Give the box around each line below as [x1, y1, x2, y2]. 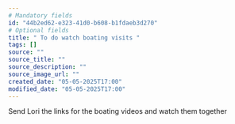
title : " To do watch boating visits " [8, 33, 141, 42]
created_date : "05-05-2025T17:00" [8, 77, 123, 85]
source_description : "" [8, 63, 87, 71]
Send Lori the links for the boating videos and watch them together [8, 107, 228, 116]
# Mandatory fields [8, 11, 73, 20]
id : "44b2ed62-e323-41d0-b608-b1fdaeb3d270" [8, 19, 158, 27]
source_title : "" [8, 56, 66, 64]
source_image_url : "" [8, 70, 80, 78]
